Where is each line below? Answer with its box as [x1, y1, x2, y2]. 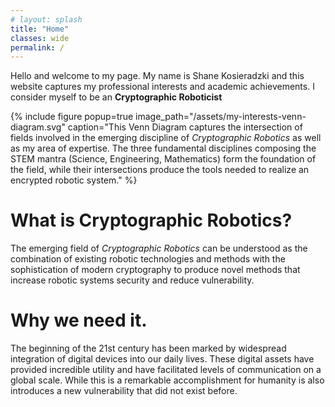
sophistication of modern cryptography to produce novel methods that [10, 264, 301, 276]
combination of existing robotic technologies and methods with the [10, 253, 286, 265]
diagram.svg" [10, 121, 66, 133]
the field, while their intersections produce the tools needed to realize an [10, 164, 310, 176]
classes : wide [10, 33, 70, 43]
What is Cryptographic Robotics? [10, 209, 293, 232]
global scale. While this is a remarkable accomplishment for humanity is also [10, 374, 325, 386]
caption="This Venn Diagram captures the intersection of [67, 121, 303, 133]
